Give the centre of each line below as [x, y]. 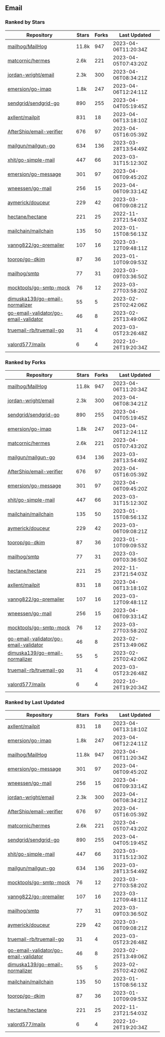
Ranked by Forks [25, 362]
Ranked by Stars [25, 22]
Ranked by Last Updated [35, 702]
